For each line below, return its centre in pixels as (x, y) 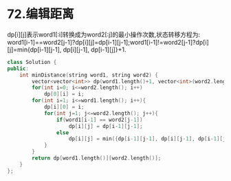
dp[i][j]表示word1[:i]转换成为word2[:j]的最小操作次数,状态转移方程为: (104, 34)
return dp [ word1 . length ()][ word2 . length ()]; (97, 158)
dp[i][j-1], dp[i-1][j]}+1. (95, 50)
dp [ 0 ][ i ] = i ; (64, 94)
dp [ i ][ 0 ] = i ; (64, 107)
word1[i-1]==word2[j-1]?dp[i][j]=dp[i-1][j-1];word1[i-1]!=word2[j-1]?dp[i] (108, 42)
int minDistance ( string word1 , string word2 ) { (89, 75)
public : (18, 68)
